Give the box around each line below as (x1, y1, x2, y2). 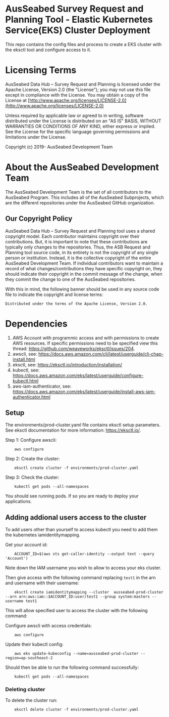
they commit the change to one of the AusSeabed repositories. (5, 276, 136, 282)
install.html (12, 356, 35, 362)
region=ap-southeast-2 (5, 656, 53, 661)
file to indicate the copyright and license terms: (5, 291, 103, 298)
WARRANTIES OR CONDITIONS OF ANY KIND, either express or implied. (5, 123, 155, 129)
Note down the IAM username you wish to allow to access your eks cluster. (5, 565, 161, 571)
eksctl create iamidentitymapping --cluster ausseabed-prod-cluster (14, 590, 164, 595)
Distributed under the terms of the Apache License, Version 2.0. (5, 301, 148, 306)
